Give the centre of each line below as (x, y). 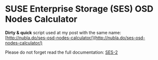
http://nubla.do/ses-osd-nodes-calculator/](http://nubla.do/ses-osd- (76, 38)
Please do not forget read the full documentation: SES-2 (62, 52)
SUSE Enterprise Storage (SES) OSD (79, 9)
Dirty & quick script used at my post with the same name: (63, 32)
